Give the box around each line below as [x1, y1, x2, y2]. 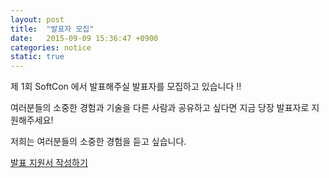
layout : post [10, 14, 65, 25]
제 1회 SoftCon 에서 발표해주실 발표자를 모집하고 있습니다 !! [10, 81, 242, 93]
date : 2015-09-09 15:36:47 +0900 [10, 33, 159, 43]
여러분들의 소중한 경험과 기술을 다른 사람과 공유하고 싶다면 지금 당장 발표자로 [10, 102, 310, 114]
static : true [10, 52, 65, 62]
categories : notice [10, 42, 92, 53]
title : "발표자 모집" [10, 24, 95, 34]
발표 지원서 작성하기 [10, 157, 88, 169]
